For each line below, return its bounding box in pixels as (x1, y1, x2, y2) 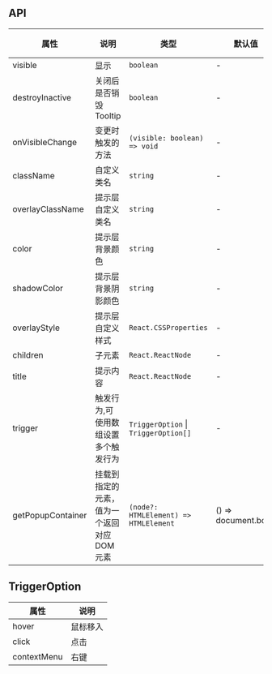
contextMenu (12, 650, 63, 662)
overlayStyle (12, 322, 61, 333)
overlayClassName (12, 203, 84, 214)
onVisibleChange (12, 136, 78, 148)
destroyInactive (12, 92, 71, 103)
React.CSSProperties (129, 323, 208, 332)
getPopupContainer (12, 509, 87, 521)
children (12, 349, 44, 360)
